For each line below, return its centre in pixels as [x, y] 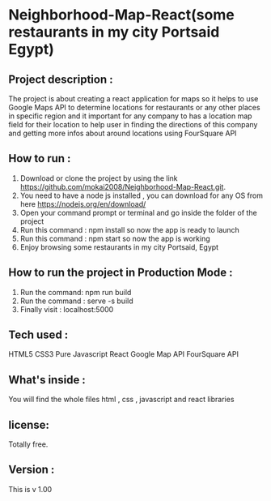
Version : [32, 470]
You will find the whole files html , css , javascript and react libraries [121, 400]
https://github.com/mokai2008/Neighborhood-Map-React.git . [123, 186]
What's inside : [47, 380]
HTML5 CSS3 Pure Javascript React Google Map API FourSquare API [123, 354]
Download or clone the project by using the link [99, 178]
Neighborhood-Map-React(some [121, 15]
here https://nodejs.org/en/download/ [83, 203]
